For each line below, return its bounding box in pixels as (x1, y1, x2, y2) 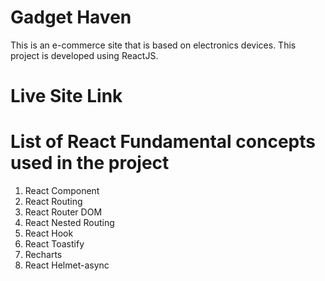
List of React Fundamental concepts (10, 131, 316, 153)
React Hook (24, 227, 74, 240)
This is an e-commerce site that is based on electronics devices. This (10, 39, 297, 51)
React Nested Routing (24, 217, 115, 229)
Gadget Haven (10, 6, 132, 29)
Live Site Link (10, 85, 123, 108)
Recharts (24, 249, 63, 261)
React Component (24, 185, 100, 197)
